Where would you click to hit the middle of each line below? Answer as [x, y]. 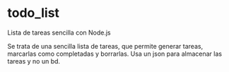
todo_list [34, 13]
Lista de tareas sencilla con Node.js [59, 32]
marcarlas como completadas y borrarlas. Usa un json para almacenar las [115, 54]
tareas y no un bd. [34, 61]
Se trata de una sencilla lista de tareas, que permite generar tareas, [105, 46]
